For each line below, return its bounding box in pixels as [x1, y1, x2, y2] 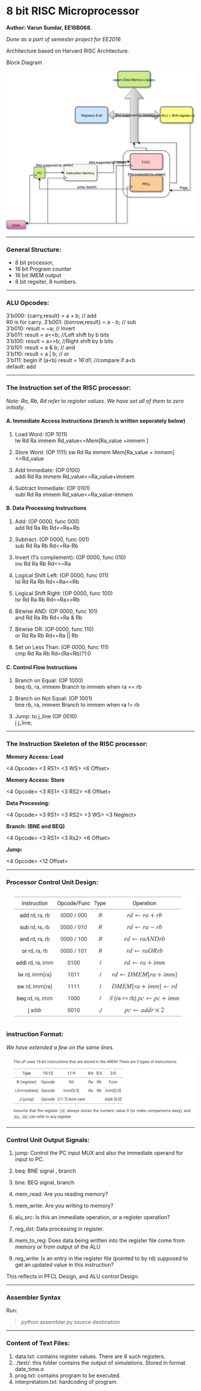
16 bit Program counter [14, 265, 72, 272]
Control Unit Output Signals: [6, 1135, 90, 1144]
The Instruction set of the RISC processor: [6, 384, 132, 392]
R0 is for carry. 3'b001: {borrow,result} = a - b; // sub [6, 318, 136, 326]
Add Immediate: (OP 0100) [14, 466, 81, 473]
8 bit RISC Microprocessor [6, 4, 139, 18]
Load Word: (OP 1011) [14, 430, 68, 438]
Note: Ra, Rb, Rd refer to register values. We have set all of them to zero [6, 397, 184, 405]
